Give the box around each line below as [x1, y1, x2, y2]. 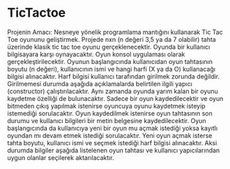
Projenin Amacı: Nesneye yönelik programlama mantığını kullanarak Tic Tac [7, 28, 223, 36]
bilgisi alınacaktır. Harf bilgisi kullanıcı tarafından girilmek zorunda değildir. [7, 72, 220, 81]
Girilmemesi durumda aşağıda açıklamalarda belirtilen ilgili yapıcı [7, 79, 193, 88]
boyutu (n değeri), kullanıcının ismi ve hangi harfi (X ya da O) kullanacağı [7, 65, 216, 73]
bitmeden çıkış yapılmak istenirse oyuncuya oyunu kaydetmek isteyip [7, 102, 206, 110]
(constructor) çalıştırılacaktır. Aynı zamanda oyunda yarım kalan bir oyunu [7, 87, 218, 95]
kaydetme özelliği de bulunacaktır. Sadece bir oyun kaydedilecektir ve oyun [7, 94, 224, 102]
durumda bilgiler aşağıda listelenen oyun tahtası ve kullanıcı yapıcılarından [7, 146, 220, 154]
